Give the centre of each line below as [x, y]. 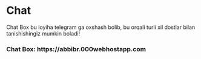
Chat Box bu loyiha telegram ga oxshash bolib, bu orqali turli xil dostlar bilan [101, 27]
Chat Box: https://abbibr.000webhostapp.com [76, 49]
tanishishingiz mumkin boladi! [43, 33]
